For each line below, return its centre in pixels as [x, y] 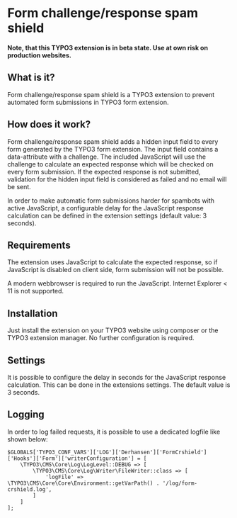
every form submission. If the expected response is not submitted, [104, 171]
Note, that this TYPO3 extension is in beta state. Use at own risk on [108, 47]
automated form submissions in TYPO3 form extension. [88, 102]
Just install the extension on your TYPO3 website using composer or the [113, 330]
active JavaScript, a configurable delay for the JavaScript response [105, 208]
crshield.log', [30, 489]
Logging [26, 415]
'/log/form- [180, 483]
